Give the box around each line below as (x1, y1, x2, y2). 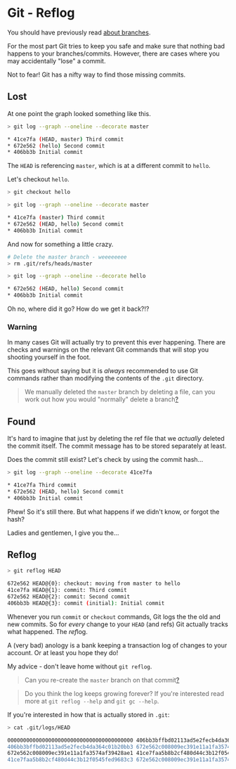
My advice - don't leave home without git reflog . (7, 662, 152, 671)
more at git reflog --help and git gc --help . (24, 697, 159, 705)
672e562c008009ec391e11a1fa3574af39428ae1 (7, 750, 133, 757)
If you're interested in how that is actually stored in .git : (7, 710, 170, 718)
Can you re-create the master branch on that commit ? (24, 676, 180, 684)
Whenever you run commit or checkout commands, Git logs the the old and (7, 612, 221, 621)
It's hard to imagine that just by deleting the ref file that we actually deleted (7, 434, 225, 443)
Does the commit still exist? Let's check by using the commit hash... (7, 455, 204, 464)
